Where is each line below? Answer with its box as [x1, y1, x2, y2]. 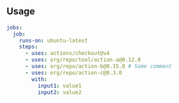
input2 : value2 [37, 88, 81, 96]
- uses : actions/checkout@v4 [24, 50, 110, 57]
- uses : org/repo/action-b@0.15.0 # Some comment [24, 63, 172, 70]
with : [31, 76, 48, 83]
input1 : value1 [37, 82, 81, 89]
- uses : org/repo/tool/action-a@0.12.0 [24, 56, 141, 63]
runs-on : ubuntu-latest [19, 37, 88, 44]
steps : [19, 43, 38, 51]
